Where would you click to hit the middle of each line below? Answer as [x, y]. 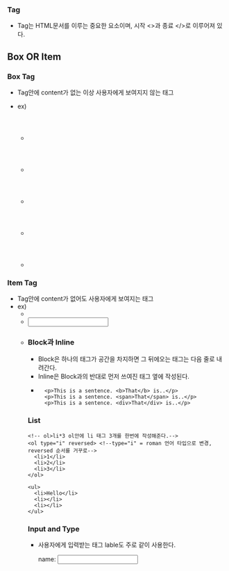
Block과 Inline [51, 342]
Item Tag [22, 283]
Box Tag [21, 76]
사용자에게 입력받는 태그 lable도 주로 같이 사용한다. [107, 545]
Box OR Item [34, 57]
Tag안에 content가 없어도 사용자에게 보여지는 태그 [85, 299]
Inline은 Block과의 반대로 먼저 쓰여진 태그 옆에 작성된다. [113, 376]
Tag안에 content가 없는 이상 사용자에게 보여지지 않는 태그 [95, 92]
